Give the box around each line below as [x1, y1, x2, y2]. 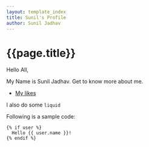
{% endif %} [6, 136, 36, 142]
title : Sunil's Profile [6, 15, 67, 21]
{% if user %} [6, 125, 42, 131]
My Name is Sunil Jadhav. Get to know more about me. [6, 78, 144, 85]
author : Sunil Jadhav [6, 20, 61, 26]
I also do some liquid [6, 101, 61, 109]
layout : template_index [6, 8, 67, 15]
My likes [15, 90, 36, 97]
